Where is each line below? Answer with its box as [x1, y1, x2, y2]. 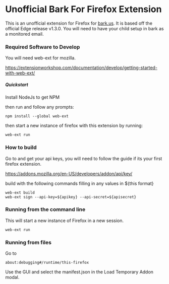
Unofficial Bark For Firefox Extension [5, 4, 162, 15]
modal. [5, 274, 20, 280]
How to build [5, 144, 37, 151]
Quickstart [5, 82, 29, 88]
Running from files [5, 239, 52, 246]
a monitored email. [5, 31, 44, 37]
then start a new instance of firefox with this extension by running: [5, 122, 143, 129]
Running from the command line [5, 206, 86, 213]
